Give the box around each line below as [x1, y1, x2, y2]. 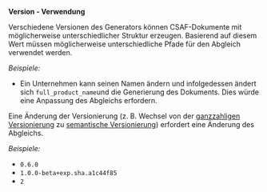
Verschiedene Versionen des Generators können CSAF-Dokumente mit [8, 22, 242, 31]
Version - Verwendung [8, 7, 86, 16]
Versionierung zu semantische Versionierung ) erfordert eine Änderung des [8, 120, 254, 129]
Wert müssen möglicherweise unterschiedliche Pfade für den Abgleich [8, 39, 241, 49]
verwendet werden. [8, 48, 73, 57]
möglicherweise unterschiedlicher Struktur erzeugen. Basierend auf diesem [8, 31, 257, 40]
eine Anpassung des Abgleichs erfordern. [19, 96, 157, 105]
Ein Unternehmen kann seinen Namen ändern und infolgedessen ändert [19, 79, 257, 88]
